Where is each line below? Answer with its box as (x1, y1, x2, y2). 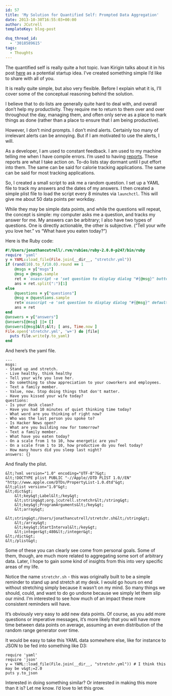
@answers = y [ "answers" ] (5, 314, 58, 319)
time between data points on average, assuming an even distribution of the (5, 622, 163, 628)
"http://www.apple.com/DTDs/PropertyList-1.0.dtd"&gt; (5, 480, 125, 485)
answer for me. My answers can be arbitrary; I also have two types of (5, 217, 152, 223)
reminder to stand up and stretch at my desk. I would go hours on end (5, 579, 153, 586)
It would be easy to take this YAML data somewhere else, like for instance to (5, 637, 166, 644)
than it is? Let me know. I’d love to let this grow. (5, 685, 105, 691)
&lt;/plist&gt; (5, 538, 38, 543)
